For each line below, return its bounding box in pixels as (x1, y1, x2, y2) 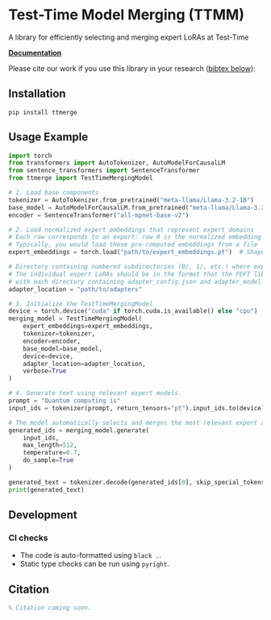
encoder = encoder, (23, 337, 81, 345)
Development (8, 508, 78, 522)
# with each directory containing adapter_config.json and (8, 277, 211, 285)
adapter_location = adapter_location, (23, 360, 147, 368)
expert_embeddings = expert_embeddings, (23, 322, 153, 331)
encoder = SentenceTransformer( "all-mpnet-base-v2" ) (8, 211, 190, 219)
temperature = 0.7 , (23, 449, 81, 457)
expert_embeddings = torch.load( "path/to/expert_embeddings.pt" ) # (8, 248, 244, 256)
